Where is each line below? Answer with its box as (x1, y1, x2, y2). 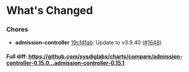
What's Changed (6, 4, 93, 18)
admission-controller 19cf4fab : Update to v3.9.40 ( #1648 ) (15, 39, 162, 46)
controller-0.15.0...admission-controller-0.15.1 (6, 59, 125, 67)
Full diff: (6, 53, 28, 61)
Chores (6, 25, 28, 34)
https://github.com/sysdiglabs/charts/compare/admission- (28, 53, 183, 61)
